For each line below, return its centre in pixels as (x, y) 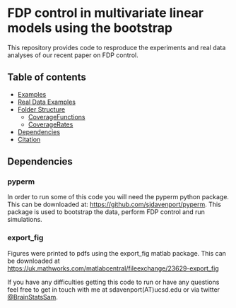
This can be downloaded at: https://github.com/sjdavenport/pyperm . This (114, 205)
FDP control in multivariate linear (105, 13)
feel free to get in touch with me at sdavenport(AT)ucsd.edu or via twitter (114, 289)
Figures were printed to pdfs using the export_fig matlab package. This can (117, 253)
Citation (29, 139)
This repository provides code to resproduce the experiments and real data (117, 47)
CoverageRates (51, 124)
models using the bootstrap (90, 28)
